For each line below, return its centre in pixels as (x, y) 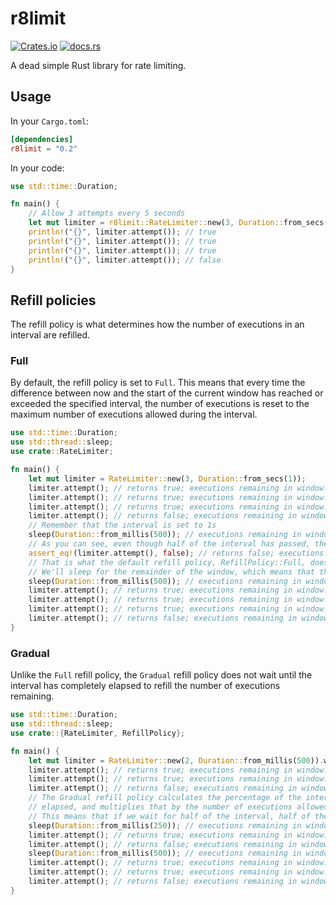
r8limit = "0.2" (44, 148)
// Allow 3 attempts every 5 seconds (107, 213)
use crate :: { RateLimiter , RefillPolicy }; (98, 733)
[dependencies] (42, 139)
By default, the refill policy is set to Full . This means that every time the (158, 383)
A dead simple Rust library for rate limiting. (98, 65)
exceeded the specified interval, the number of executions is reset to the (160, 404)
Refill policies (53, 300)
